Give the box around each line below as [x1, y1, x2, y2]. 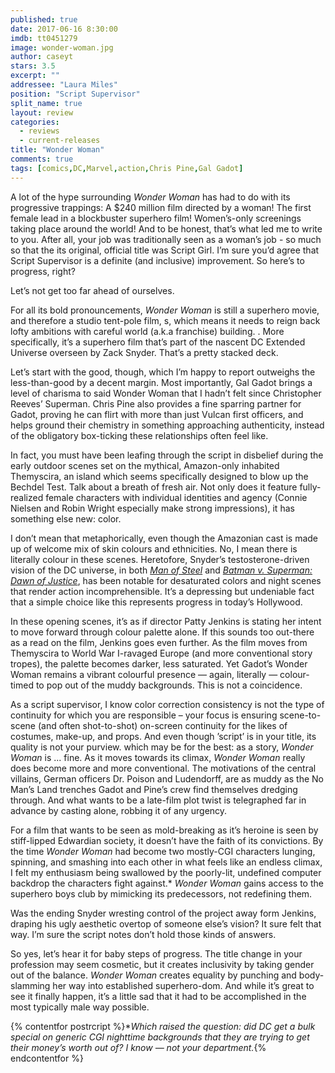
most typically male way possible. [10, 1001, 150, 1013]
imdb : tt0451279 [10, 33, 78, 43]
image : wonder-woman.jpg [10, 42, 114, 53]
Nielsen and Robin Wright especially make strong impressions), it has [10, 502, 295, 514]
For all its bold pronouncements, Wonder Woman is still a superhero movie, [10, 304, 320, 316]
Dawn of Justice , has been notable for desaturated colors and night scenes [10, 574, 322, 586]
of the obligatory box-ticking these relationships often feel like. [10, 429, 269, 441]
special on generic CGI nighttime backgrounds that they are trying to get [10, 1031, 310, 1043]
